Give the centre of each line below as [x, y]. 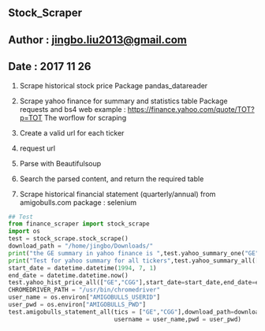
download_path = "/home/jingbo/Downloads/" [81, 246]
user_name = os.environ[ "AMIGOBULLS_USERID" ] [84, 298]
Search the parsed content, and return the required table [112, 179]
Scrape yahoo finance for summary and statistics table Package [123, 101]
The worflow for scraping [85, 117]
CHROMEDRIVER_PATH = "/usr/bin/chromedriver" [84, 290]
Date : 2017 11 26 [50, 67]
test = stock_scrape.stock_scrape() [68, 239]
